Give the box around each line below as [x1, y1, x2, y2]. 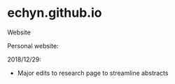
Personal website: [7, 41, 59, 50]
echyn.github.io [7, 5, 102, 21]
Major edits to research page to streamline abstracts [17, 69, 169, 77]
